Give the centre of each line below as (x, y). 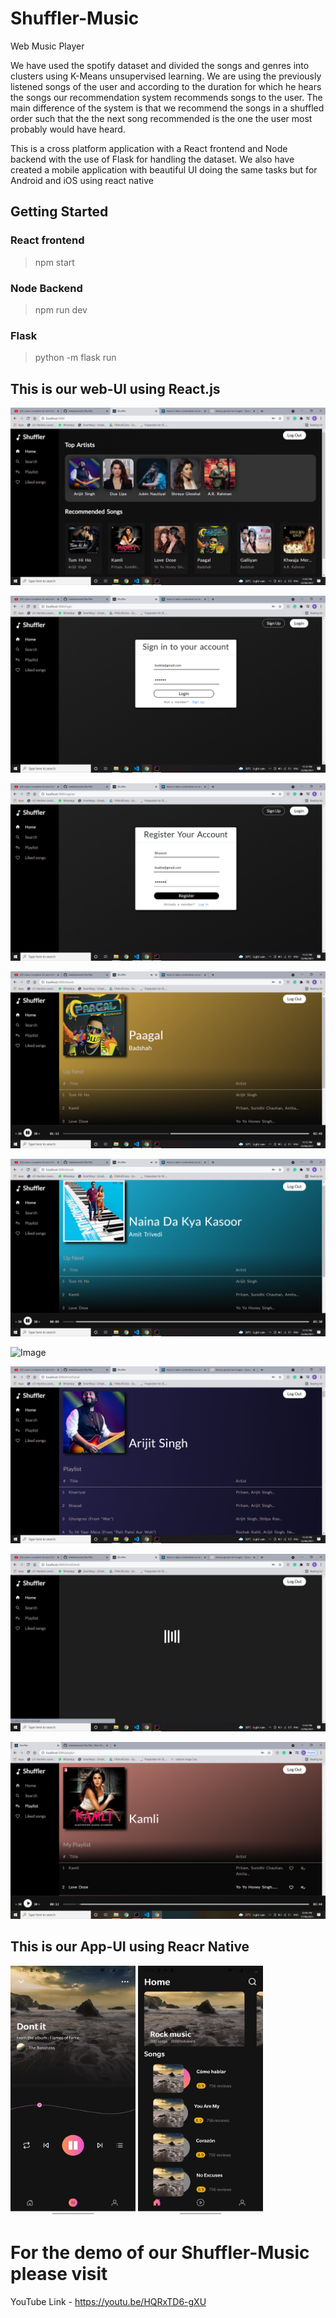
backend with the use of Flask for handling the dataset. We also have (152, 159)
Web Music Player (47, 46)
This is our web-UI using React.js (115, 388)
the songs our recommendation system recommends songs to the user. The (166, 97)
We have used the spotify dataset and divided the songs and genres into (160, 65)
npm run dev (61, 309)
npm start (54, 262)
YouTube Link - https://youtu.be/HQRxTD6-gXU (108, 2301)
